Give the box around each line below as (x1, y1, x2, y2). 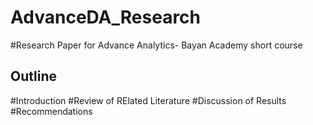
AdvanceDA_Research (10, 6, 202, 29)
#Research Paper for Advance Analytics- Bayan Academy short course (10, 39, 303, 51)
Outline (10, 68, 57, 85)
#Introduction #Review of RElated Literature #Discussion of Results (10, 94, 287, 106)
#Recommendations (10, 105, 93, 117)
